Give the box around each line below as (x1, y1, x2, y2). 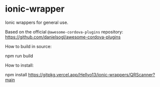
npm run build (5, 52, 33, 59)
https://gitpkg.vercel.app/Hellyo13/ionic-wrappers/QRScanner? (28, 71, 156, 77)
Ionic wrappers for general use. (5, 19, 69, 25)
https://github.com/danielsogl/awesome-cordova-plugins (5, 34, 121, 40)
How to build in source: (5, 43, 52, 49)
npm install (5, 71, 27, 77)
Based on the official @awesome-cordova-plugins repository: (5, 29, 123, 35)
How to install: (5, 62, 34, 68)
